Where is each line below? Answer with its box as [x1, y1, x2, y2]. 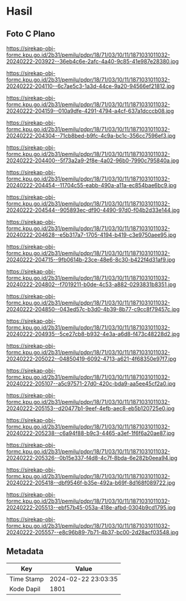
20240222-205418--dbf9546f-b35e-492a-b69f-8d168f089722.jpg [6, 479, 175, 486]
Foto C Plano [6, 29, 55, 39]
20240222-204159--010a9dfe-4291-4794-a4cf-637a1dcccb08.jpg [6, 107, 174, 114]
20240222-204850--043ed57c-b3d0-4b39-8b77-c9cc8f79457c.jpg [6, 306, 180, 312]
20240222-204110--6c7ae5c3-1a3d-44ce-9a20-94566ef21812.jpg [6, 82, 175, 90]
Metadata [6, 546, 44, 556]
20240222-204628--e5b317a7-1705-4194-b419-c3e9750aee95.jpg [6, 231, 176, 239]
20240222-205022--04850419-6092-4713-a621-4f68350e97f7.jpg [6, 355, 176, 362]
